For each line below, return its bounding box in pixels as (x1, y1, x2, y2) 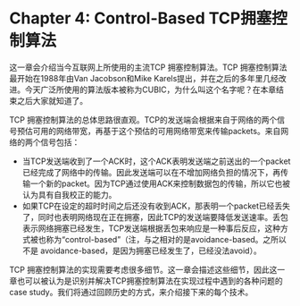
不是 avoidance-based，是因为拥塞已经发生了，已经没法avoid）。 (21, 245, 262, 256)
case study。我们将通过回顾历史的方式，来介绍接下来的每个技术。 (9, 286, 254, 297)
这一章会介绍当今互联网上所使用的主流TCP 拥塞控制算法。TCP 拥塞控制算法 (9, 62, 287, 72)
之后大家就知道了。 (16, 95, 87, 106)
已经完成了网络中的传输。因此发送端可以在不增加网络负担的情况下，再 (21, 166, 281, 177)
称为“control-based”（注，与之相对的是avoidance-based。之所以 (46, 234, 287, 244)
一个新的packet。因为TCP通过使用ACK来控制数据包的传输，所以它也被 (29, 178, 291, 189)
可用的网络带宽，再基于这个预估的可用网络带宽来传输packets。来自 (32, 125, 281, 136)
